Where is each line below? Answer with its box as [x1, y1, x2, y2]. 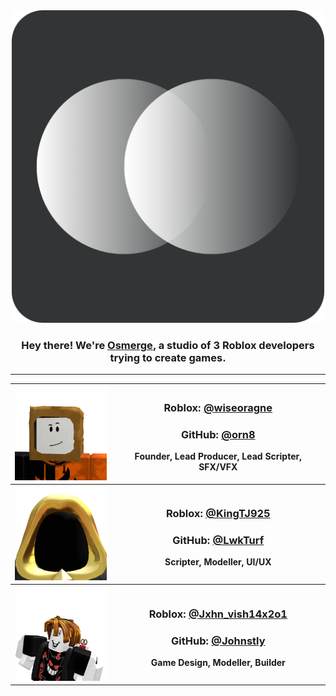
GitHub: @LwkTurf [172, 534, 265, 548]
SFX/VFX [198, 461, 238, 473]
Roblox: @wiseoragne [163, 401, 273, 415]
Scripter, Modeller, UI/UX [164, 556, 272, 568]
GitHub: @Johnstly [171, 634, 266, 648]
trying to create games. [109, 350, 227, 364]
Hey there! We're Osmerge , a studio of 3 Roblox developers [21, 338, 315, 352]
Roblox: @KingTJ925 [165, 507, 271, 521]
